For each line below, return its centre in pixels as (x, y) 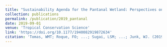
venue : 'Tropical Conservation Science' (48, 28)
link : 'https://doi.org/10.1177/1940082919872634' (59, 32)
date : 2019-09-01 (23, 23)
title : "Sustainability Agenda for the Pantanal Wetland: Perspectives (81, 10)
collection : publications (32, 14)
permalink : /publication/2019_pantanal (46, 19)
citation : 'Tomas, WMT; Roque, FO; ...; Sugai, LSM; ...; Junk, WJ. (78, 37)
